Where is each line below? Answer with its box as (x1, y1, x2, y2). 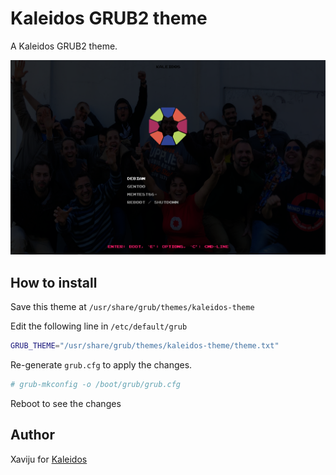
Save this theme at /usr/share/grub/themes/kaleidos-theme (10, 301, 255, 313)
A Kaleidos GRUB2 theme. (10, 40, 118, 52)
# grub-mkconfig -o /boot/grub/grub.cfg (10, 379, 182, 389)
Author (10, 427, 55, 444)
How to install (10, 274, 98, 291)
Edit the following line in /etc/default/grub (10, 320, 188, 332)
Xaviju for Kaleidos (10, 453, 88, 465)
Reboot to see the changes (10, 397, 122, 409)
